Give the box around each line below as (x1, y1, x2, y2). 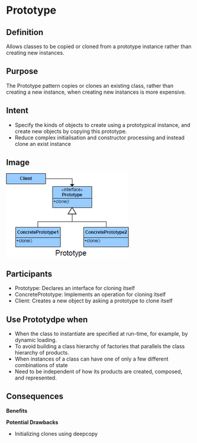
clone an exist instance (14, 140, 71, 147)
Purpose (6, 66, 38, 77)
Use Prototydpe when (6, 314, 88, 324)
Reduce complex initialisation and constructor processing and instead (14, 134, 185, 141)
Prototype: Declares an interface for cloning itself (14, 285, 135, 292)
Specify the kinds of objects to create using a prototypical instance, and (14, 121, 190, 128)
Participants (6, 269, 52, 279)
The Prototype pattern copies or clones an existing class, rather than (6, 82, 173, 89)
